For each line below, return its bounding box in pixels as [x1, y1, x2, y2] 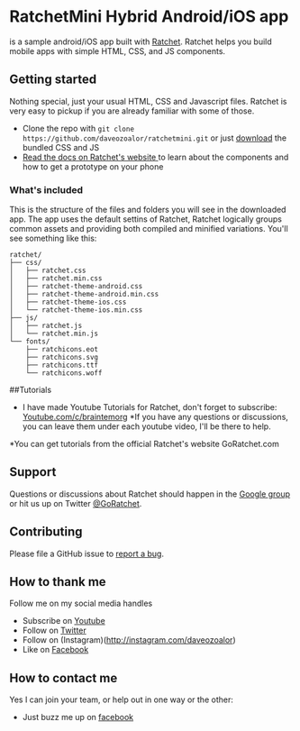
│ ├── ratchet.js [9, 322, 83, 331]
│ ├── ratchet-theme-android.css [9, 282, 143, 291]
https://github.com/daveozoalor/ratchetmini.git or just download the [22, 132, 287, 143]
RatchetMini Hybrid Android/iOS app [9, 6, 289, 27]
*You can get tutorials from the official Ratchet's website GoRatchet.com [9, 439, 279, 450]
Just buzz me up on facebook [22, 712, 134, 723]
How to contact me [9, 670, 118, 686]
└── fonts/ [9, 337, 50, 346]
